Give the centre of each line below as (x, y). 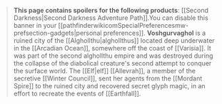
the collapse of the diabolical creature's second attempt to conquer (112, 63)
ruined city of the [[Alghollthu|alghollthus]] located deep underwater (114, 41)
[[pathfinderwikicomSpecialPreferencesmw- (123, 25)
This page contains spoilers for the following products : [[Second (111, 10)
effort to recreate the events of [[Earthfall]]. (77, 93)
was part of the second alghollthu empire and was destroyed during (113, 56)
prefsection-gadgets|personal (57, 33)
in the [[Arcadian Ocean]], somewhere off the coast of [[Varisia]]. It (112, 48)
